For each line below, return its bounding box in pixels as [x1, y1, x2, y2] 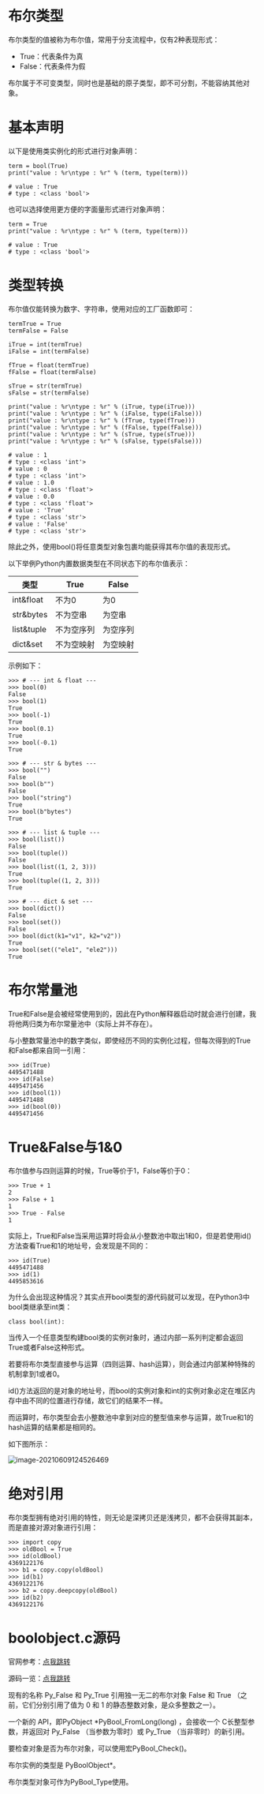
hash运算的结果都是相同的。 [8, 1422, 100, 1432]
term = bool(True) [8, 162, 69, 170]
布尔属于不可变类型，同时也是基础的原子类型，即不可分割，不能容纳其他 [8, 78, 243, 88]
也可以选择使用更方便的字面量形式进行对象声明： [8, 204, 167, 214]
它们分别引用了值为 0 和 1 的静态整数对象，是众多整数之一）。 [21, 1700, 221, 1710]
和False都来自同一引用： [8, 1045, 88, 1054]
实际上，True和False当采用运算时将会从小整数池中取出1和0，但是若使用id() [8, 1230, 252, 1240]
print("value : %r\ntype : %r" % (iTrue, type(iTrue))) [8, 403, 195, 410]
